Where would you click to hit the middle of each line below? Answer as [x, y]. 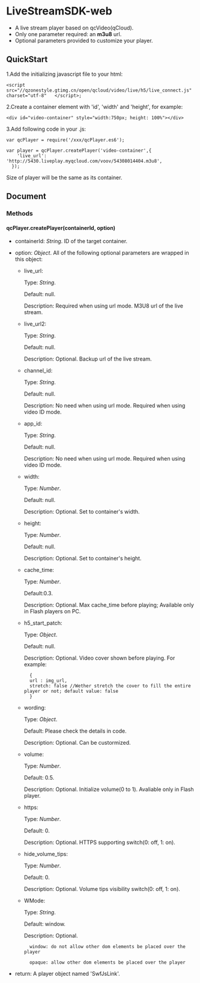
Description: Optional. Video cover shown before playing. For [99, 658]
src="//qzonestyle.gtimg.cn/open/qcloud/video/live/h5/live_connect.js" [99, 90]
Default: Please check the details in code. [75, 731]
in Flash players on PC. [52, 612]
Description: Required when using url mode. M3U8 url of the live [103, 306]
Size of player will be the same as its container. [64, 177]
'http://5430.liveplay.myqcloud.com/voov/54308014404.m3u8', [84, 161]
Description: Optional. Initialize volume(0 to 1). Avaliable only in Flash [109, 789]
